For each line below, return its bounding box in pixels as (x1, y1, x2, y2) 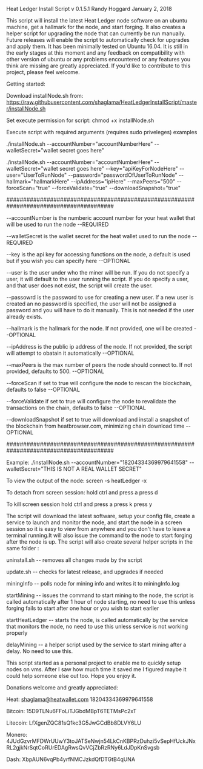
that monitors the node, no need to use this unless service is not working (6, 623, 188, 630)
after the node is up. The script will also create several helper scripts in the (6, 538, 193, 545)
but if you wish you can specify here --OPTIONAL (6, 258, 131, 264)
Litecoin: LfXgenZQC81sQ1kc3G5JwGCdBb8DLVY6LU (6, 719, 141, 726)
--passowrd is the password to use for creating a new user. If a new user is (6, 294, 194, 301)
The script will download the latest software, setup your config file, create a (6, 513, 195, 519)
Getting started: (6, 80, 45, 87)
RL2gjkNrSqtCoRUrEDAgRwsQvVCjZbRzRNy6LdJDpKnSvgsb (6, 744, 160, 751)
